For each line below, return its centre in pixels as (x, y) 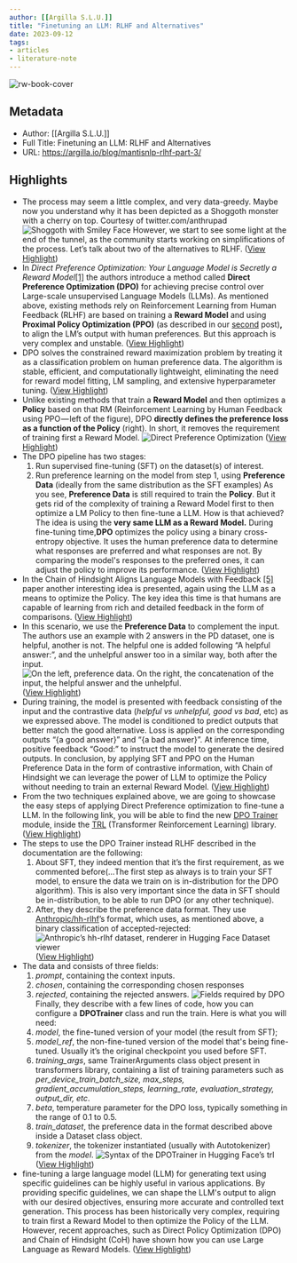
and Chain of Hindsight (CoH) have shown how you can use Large (143, 1239)
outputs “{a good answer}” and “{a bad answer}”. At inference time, (145, 739)
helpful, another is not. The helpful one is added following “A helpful (146, 645)
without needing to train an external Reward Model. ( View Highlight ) (146, 786)
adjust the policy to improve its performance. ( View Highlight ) (147, 569)
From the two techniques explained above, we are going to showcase (149, 796)
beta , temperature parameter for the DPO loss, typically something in (161, 1108)
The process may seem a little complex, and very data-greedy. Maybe (150, 202)
